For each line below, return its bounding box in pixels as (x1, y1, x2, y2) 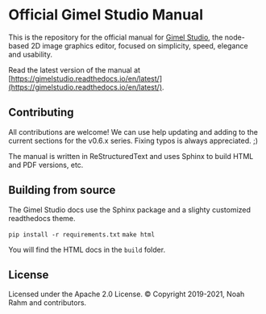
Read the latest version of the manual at (8, 65, 141, 74)
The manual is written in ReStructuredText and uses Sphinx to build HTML (8, 151, 254, 161)
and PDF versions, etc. (8, 160, 84, 170)
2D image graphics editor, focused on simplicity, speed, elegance (31, 40, 248, 50)
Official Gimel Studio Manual (8, 6, 204, 24)
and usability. (8, 49, 53, 59)
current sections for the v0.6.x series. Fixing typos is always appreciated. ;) (8, 136, 259, 145)
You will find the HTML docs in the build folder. (8, 245, 166, 254)
